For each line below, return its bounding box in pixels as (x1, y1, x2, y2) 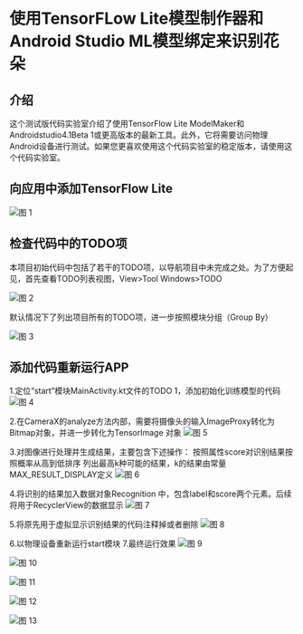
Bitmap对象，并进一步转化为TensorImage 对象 (9, 427, 183, 438)
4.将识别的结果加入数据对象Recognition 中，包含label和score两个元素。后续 (9, 488, 292, 499)
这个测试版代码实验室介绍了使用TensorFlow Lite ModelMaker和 (9, 119, 245, 129)
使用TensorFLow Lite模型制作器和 (9, 8, 264, 29)
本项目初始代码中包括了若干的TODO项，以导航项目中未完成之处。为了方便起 (9, 262, 294, 273)
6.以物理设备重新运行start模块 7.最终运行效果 (9, 538, 176, 549)
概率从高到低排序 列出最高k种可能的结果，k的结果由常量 (16, 458, 227, 469)
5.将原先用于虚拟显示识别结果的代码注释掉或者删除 (9, 519, 199, 530)
